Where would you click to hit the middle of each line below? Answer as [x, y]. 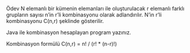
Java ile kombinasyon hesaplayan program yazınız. [69, 32]
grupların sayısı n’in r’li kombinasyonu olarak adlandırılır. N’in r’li [84, 15]
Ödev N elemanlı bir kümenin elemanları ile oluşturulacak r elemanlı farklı [95, 9]
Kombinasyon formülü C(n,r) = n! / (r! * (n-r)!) [62, 44]
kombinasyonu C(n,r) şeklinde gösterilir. [55, 21]
